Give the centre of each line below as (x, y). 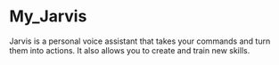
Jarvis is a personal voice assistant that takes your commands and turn (140, 41)
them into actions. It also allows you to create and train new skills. (130, 50)
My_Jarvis (48, 16)
